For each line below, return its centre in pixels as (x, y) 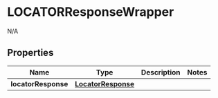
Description (161, 72)
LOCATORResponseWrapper (91, 12)
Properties (30, 53)
